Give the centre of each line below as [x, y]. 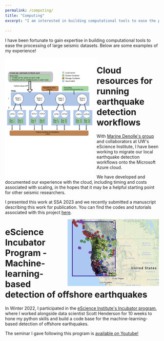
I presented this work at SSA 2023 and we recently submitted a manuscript [81, 202]
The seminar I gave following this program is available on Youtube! [72, 334]
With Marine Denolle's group [125, 136]
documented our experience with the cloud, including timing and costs [76, 182]
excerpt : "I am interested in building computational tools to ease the [81, 21]
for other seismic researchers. [35, 193]
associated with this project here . [39, 213]
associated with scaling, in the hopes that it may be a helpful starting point [80, 187]
